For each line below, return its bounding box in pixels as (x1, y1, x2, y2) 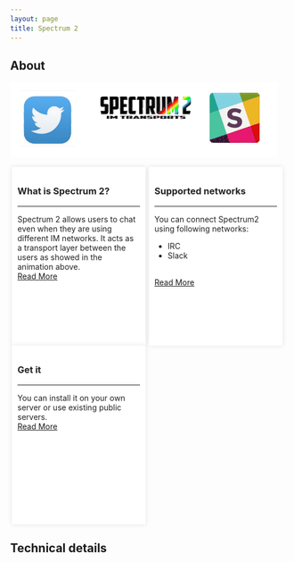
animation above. (17, 261, 81, 272)
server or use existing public (17, 402, 122, 413)
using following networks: (154, 223, 249, 234)
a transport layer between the (17, 242, 127, 253)
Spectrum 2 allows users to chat (17, 214, 136, 224)
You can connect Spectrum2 (154, 214, 259, 224)
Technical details (10, 541, 108, 556)
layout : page (10, 14, 59, 23)
